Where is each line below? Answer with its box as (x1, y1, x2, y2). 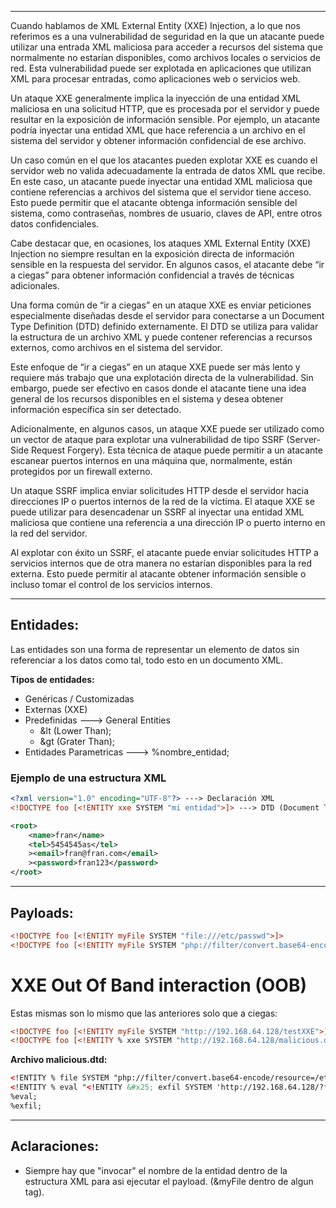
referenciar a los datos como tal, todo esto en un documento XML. (10, 654, 284, 666)
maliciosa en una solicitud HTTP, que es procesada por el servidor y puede (10, 103, 320, 115)
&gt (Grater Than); (39, 735, 115, 747)
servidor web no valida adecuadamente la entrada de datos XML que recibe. (10, 165, 326, 176)
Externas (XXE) (24, 703, 88, 715)
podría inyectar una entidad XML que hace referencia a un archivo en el (10, 124, 306, 136)
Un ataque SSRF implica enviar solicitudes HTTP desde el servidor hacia (10, 485, 310, 496)
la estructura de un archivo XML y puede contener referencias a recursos (10, 331, 313, 343)
